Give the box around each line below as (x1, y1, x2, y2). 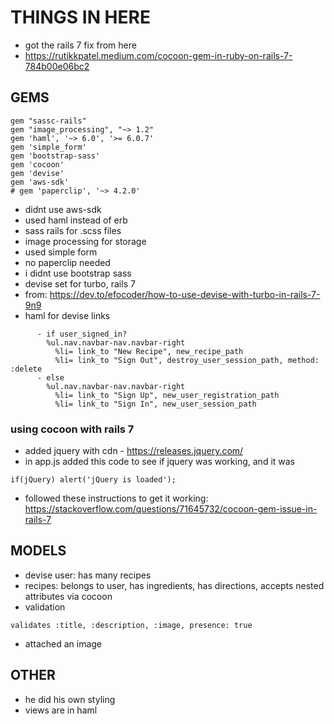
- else (36, 372, 65, 383)
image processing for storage (24, 235, 147, 247)
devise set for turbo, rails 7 (24, 277, 136, 290)
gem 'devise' (10, 168, 65, 178)
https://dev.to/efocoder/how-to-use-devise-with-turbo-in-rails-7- (49, 288, 321, 300)
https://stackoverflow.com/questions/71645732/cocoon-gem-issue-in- (24, 503, 318, 515)
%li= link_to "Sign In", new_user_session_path (54, 399, 257, 409)
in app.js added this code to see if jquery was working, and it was (24, 456, 296, 468)
